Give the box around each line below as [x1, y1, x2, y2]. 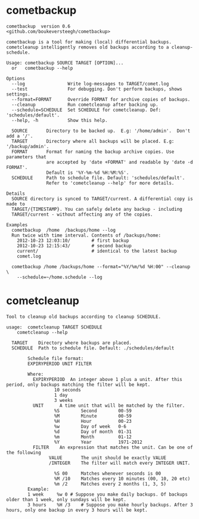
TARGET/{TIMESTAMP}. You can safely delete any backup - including [11, 206, 183, 212]
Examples [6, 222, 28, 228]
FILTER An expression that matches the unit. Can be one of [32, 444, 194, 450]
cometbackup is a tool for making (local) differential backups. [6, 39, 172, 45]
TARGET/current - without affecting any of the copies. [11, 211, 153, 217]
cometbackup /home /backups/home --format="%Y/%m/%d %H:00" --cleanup [11, 263, 191, 269]
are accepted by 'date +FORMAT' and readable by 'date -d [46, 159, 194, 165]
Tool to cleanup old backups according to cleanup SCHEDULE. [6, 314, 161, 320]
